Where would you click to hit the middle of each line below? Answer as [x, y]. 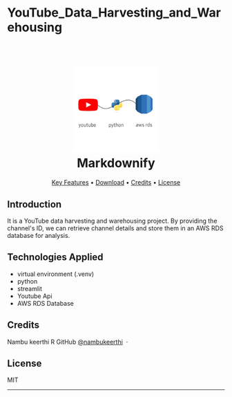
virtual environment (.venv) [56, 274]
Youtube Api [35, 296]
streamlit [30, 288]
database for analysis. [39, 235]
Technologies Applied [55, 257]
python [27, 281]
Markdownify [116, 163]
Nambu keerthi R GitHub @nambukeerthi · [68, 342]
